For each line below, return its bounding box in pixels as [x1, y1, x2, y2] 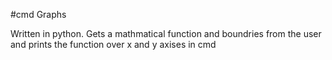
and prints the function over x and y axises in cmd [10, 39, 217, 50]
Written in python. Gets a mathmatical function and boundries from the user [10, 28, 322, 39]
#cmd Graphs [10, 9, 67, 20]
